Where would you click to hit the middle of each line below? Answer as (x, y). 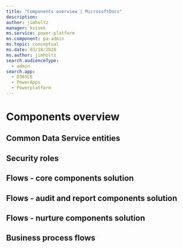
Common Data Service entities (63, 138)
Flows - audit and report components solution (92, 198)
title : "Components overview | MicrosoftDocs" (64, 11)
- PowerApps (26, 83)
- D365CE (22, 77)
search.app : (21, 72)
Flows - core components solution (70, 179)
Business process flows (51, 238)
